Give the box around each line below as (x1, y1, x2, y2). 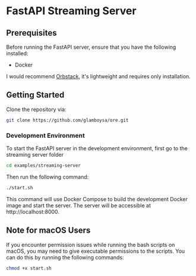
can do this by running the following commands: (6, 253, 124, 261)
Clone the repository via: (6, 106, 67, 113)
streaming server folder (6, 151, 64, 158)
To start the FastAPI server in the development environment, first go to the (6, 144, 188, 152)
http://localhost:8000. (6, 208, 59, 215)
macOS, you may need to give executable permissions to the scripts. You (6, 248, 185, 255)
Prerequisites (6, 28, 57, 38)
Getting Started (6, 90, 65, 100)
